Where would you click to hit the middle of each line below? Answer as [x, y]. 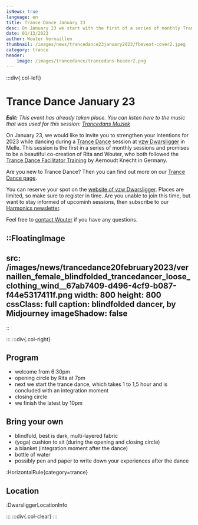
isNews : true [22, 11]
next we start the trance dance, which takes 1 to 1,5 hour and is [91, 384]
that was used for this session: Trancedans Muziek [68, 124]
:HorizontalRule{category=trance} [47, 473]
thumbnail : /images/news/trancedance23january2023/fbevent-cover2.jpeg [96, 45]
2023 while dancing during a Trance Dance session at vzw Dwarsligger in [96, 141]
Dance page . [22, 178]
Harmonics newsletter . [33, 208]
